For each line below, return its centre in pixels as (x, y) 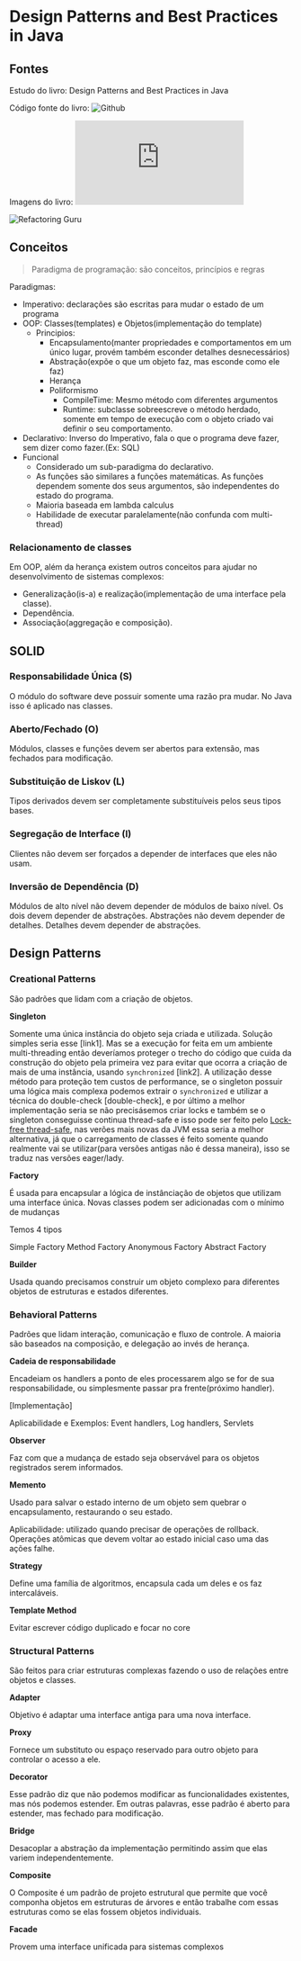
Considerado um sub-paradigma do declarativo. (124, 466)
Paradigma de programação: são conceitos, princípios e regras (148, 269)
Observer (27, 1440)
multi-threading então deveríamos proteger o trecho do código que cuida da (150, 1052)
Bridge (22, 1831)
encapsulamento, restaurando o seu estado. (91, 1511)
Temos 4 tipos (36, 1229)
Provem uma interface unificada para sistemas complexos (117, 1947)
